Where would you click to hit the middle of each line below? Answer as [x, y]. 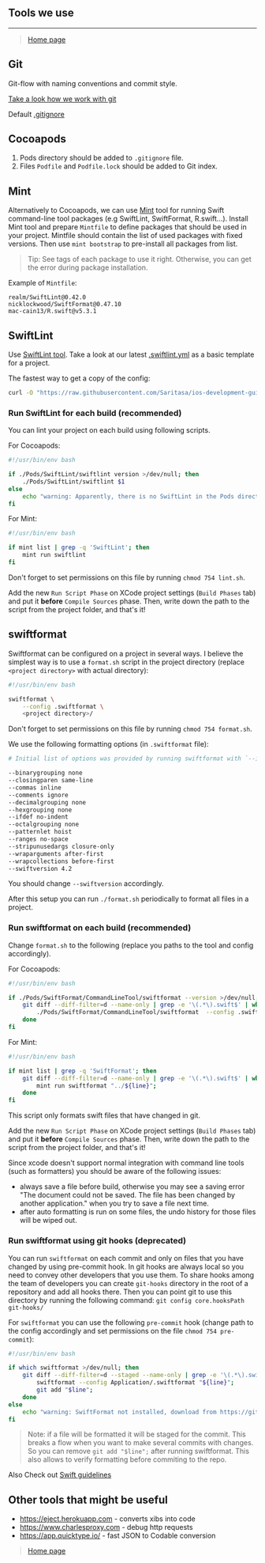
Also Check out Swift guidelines [60, 1475]
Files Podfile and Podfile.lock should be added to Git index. [119, 166]
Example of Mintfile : [43, 283]
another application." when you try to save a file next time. [114, 1203]
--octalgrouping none [44, 825]
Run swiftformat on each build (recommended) [100, 928]
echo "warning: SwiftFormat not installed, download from [119, 1412]
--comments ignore [38, 795]
